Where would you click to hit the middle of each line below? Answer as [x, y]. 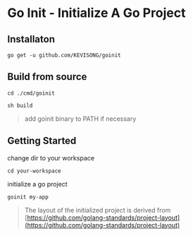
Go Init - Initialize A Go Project [96, 13]
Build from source [47, 77]
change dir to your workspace [51, 158]
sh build [20, 105]
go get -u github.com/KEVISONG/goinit [64, 55]
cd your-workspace [34, 171]
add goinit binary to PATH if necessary [80, 119]
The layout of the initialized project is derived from [98, 210]
